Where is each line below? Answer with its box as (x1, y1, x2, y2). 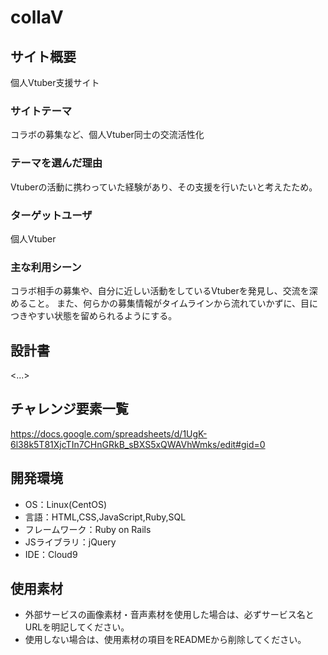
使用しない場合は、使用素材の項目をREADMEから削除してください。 (24, 634, 307, 646)
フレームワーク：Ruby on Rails (24, 523, 152, 535)
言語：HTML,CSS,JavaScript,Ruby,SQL (24, 511, 187, 523)
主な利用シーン (10, 260, 82, 274)
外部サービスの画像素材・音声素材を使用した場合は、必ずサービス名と (24, 609, 315, 621)
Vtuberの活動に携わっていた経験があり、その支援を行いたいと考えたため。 (10, 181, 318, 193)
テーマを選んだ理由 (10, 156, 103, 170)
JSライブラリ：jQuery (24, 536, 117, 548)
